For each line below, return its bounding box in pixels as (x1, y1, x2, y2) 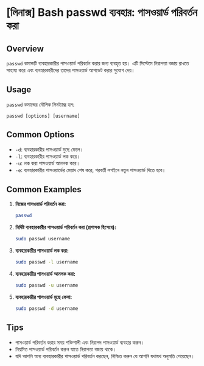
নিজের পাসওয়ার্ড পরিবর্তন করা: (15, 201, 66, 208)
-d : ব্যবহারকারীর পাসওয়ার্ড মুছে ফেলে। (15, 146, 84, 153)
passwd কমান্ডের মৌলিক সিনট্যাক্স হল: (6, 101, 75, 108)
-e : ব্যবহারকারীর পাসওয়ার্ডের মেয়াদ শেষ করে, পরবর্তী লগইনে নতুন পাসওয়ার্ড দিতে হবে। (15, 166, 166, 173)
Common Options (6, 129, 75, 140)
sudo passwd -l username (15, 259, 79, 265)
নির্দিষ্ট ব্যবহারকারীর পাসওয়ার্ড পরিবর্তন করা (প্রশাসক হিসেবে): (15, 224, 117, 231)
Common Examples (6, 184, 82, 195)
